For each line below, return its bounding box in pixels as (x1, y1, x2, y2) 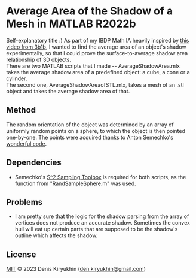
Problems (6, 197, 43, 207)
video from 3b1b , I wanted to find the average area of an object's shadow (6, 43, 186, 50)
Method (6, 105, 36, 115)
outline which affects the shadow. (14, 232, 98, 239)
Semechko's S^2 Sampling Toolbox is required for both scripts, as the (14, 173, 186, 180)
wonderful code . (6, 140, 47, 147)
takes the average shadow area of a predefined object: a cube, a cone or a (6, 68, 190, 75)
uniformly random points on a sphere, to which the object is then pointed (6, 127, 185, 134)
